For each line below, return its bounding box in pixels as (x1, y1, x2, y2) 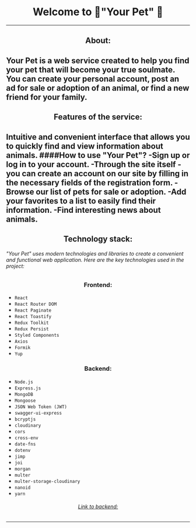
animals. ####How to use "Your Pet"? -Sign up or (6, 150, 190, 160)
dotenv (14, 447, 31, 453)
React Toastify (14, 314, 52, 320)
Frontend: (83, 281, 113, 289)
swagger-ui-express (14, 410, 62, 416)
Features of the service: (53, 112, 143, 122)
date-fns (14, 441, 36, 447)
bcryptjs (14, 416, 36, 422)
